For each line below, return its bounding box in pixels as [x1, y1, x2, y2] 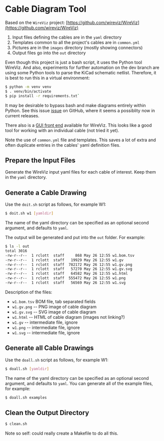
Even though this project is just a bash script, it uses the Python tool [5, 59, 142, 65]
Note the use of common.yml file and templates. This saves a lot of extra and [5, 137, 156, 143]
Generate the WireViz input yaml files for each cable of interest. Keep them [5, 169, 156, 175]
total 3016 [5, 248, 27, 253]
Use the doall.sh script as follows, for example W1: [5, 357, 109, 363]
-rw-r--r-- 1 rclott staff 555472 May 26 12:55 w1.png [5, 276, 126, 281]
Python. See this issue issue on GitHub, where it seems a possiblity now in [5, 108, 155, 113]
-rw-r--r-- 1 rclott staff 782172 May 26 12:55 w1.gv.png [5, 262, 133, 267]
